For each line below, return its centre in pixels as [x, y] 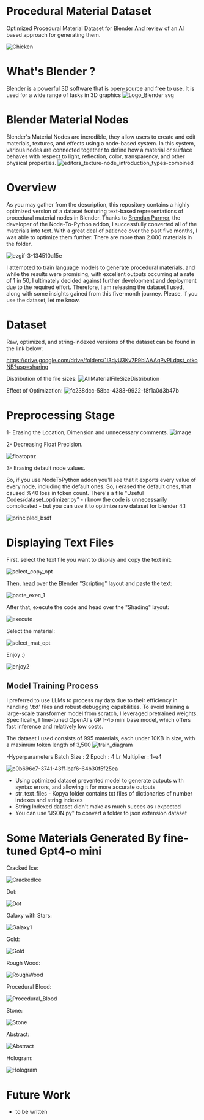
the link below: [25, 348]
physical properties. [31, 163]
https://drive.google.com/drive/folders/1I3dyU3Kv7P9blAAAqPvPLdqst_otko [102, 360]
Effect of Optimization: [35, 390]
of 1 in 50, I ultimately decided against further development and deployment [101, 280]
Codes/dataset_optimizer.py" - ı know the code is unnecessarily [87, 499]
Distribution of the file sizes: [42, 378]
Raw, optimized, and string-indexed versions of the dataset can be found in [101, 342]
